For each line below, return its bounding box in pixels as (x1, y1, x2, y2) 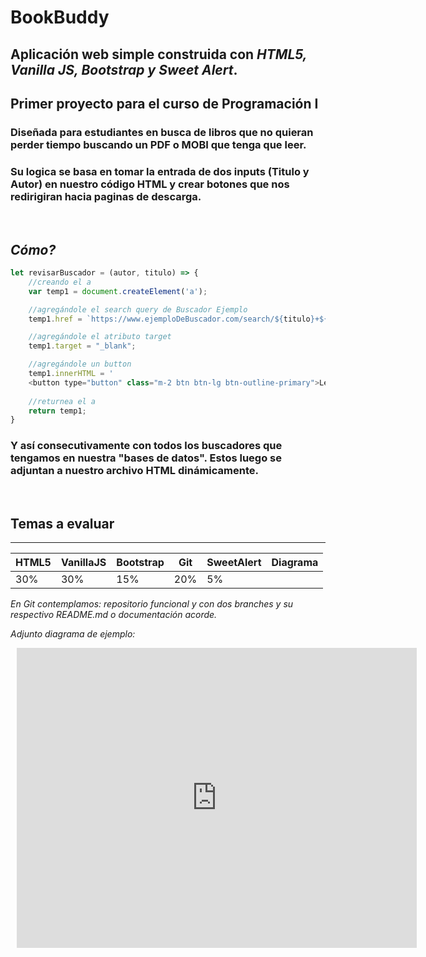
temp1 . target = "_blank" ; (28, 341, 137, 351)
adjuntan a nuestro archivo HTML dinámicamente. (10, 464, 259, 478)
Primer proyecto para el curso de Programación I (10, 95, 319, 112)
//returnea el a (28, 396, 97, 406)
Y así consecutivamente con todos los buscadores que (10, 439, 283, 453)
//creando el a (28, 277, 92, 287)
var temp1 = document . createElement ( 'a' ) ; (28, 286, 208, 296)
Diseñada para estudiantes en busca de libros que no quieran (10, 125, 314, 139)
